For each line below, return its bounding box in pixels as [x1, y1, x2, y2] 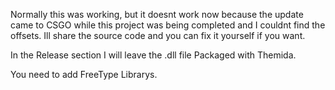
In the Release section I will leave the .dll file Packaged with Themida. [10, 49, 297, 61]
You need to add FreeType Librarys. [10, 69, 158, 80]
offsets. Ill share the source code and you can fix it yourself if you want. [10, 30, 306, 41]
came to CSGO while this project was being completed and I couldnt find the [10, 19, 326, 31]
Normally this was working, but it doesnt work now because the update [10, 9, 304, 20]
